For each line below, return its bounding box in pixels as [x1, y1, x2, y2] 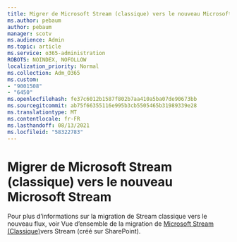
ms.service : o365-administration [7, 50, 106, 57]
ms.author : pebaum [7, 17, 61, 24]
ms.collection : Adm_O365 [7, 69, 80, 76]
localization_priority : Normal [7, 63, 99, 70]
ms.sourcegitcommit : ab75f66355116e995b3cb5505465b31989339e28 [7, 102, 197, 109]
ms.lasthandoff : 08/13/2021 [7, 121, 90, 129]
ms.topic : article [7, 43, 61, 50]
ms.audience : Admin [7, 37, 65, 44]
